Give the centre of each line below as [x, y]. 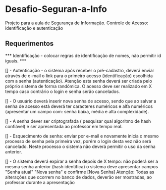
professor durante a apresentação [40, 182]
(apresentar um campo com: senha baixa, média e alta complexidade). [77, 111]
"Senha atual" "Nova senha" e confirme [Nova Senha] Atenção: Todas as [80, 172]
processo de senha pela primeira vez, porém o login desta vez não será [78, 141]
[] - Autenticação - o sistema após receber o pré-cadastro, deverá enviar [80, 70]
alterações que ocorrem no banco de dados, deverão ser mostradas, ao [79, 177]
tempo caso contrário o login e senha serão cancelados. [63, 91]
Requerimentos [29, 44]
